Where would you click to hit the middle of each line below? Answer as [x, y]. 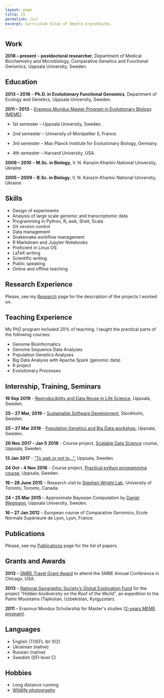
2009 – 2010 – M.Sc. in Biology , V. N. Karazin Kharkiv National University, [81, 162]
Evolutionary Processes [37, 371]
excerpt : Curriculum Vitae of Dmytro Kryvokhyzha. [59, 24]
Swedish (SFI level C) [34, 657]
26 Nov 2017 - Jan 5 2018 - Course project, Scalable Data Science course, [82, 443]
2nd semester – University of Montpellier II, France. [65, 134]
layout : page [19, 10]
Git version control [31, 226]
